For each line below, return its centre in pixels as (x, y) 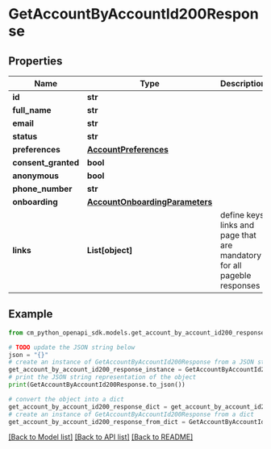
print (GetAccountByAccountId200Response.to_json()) (97, 385)
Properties (35, 61)
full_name (32, 110)
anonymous (35, 176)
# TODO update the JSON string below (72, 347)
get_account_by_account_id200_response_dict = (88, 407)
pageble (236, 275)
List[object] (110, 250)
